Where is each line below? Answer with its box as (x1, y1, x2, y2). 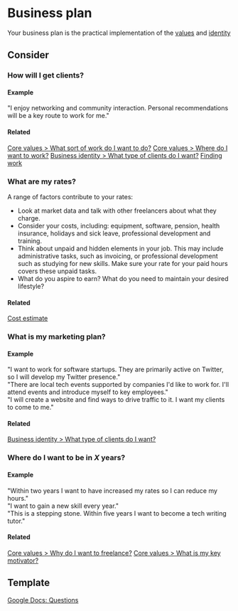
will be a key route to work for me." (7, 112, 110, 120)
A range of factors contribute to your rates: (7, 192, 134, 201)
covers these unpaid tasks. (17, 267, 97, 275)
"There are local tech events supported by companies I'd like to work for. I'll (7, 381, 229, 389)
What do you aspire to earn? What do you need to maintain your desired (17, 274, 229, 282)
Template (7, 577, 50, 589)
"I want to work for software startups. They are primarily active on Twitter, (7, 365, 224, 374)
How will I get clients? (7, 70, 84, 80)
